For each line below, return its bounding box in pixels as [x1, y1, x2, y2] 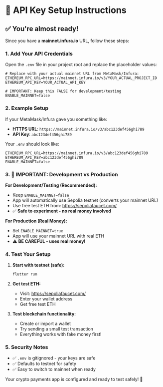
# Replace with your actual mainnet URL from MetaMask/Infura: [5, 71, 140, 77]
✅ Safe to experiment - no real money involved [12, 208, 111, 214]
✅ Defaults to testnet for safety [12, 360, 76, 367]
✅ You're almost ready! [5, 25, 79, 33]
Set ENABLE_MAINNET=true [12, 227, 63, 233]
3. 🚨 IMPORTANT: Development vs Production [5, 171, 118, 178]
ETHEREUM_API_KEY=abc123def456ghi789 [5, 155, 84, 160]
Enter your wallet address [19, 296, 73, 302]
